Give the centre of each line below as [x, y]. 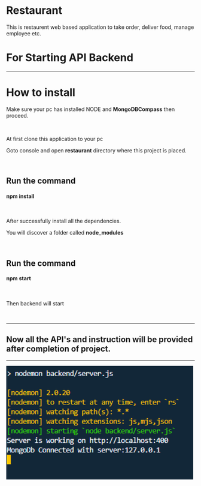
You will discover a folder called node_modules [65, 233]
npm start [19, 278]
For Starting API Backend [70, 58]
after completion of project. [59, 349]
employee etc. [24, 33]
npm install [20, 196]
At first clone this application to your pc [55, 139]
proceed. [17, 115]
